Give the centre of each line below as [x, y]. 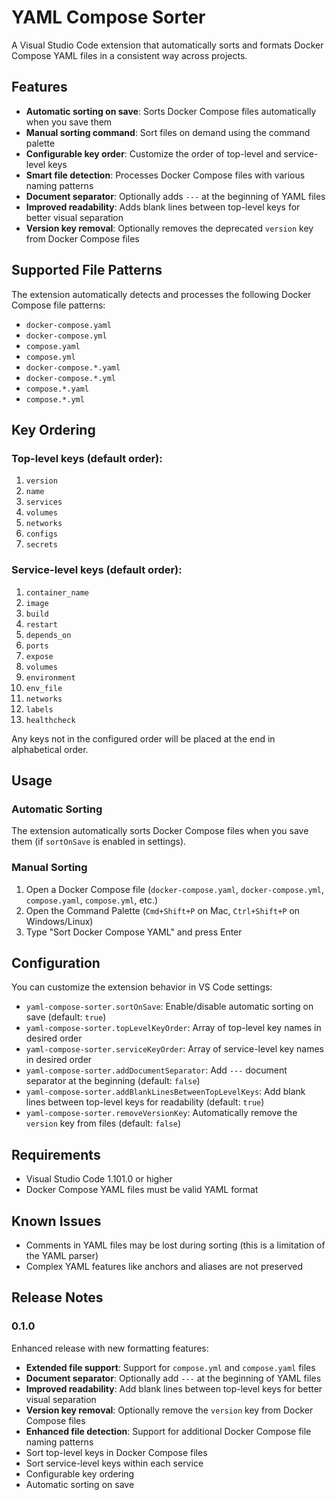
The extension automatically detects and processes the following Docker [161, 294]
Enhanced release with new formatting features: [110, 1348]
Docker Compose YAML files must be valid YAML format [142, 1190]
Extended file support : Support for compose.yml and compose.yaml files [170, 1367]
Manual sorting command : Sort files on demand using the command [168, 132]
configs [41, 534]
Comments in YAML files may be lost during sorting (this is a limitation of [175, 1245]
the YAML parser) [62, 1255]
